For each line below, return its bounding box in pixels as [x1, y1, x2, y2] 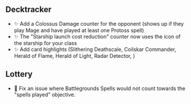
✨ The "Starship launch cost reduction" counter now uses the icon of [13, 33, 181, 40]
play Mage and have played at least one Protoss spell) [13, 26, 144, 34]
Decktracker [5, 5, 52, 15]
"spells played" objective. [13, 91, 76, 98]
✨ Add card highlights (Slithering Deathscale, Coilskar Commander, [13, 46, 176, 53]
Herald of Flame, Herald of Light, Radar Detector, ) [13, 52, 136, 59]
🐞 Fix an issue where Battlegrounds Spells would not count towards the [13, 85, 186, 92]
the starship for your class [13, 39, 77, 46]
